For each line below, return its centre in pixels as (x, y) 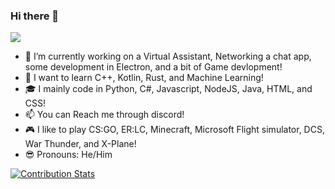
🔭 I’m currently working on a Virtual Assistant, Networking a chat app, (168, 56)
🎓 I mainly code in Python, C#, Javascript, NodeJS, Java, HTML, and (168, 89)
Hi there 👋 (35, 16)
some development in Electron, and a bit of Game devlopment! (153, 67)
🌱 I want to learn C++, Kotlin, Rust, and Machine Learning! (144, 78)
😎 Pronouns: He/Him (68, 155)
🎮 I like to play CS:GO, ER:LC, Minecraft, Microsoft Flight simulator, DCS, (174, 130)
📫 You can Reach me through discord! (104, 115)
